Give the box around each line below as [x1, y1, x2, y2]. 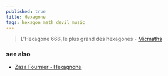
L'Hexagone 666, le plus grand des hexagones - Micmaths [20, 36, 163, 43]
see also [6, 50, 31, 58]
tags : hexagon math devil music [6, 19, 85, 25]
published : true [6, 8, 46, 15]
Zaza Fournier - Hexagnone [14, 63, 82, 70]
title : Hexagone [6, 14, 46, 20]
